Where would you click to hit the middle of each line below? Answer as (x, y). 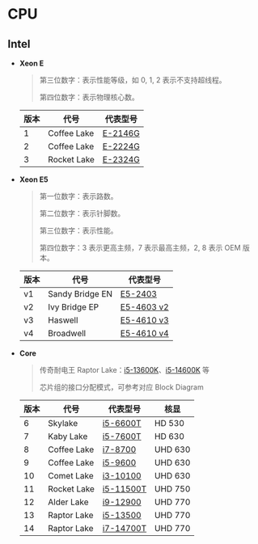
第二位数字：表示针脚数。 (82, 213)
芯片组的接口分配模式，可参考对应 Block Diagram (121, 387)
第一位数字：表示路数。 (78, 196)
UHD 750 (172, 489)
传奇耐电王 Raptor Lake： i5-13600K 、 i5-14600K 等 (125, 370)
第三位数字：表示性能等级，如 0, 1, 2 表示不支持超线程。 (133, 80)
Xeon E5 (34, 179)
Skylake (63, 423)
